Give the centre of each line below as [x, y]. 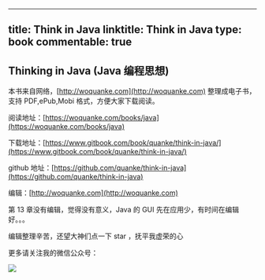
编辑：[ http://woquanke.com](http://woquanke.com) [93, 193]
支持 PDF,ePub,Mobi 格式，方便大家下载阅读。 [84, 101]
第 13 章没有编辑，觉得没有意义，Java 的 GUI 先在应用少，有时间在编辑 [123, 210]
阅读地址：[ [27, 118]
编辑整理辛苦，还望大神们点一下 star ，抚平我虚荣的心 [96, 236]
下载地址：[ [27, 143]
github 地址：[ [31, 168]
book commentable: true [70, 42]
